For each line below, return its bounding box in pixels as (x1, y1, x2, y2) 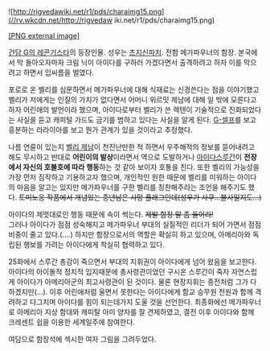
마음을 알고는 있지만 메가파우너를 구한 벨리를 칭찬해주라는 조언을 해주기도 (16, 183, 247, 192)
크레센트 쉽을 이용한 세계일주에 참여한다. (8, 317, 135, 327)
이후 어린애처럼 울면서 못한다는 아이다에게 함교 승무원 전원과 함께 (49, 287, 253, 296)
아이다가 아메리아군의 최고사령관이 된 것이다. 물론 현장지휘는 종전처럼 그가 (16, 277, 249, 287)
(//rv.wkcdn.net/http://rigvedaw (8, 15, 112, 25)
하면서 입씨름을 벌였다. (22, 68, 95, 77)
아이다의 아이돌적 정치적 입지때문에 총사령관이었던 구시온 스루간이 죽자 (8, 267, 230, 276)
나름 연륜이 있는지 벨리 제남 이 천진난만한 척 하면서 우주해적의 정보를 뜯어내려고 (8, 142, 256, 151)
